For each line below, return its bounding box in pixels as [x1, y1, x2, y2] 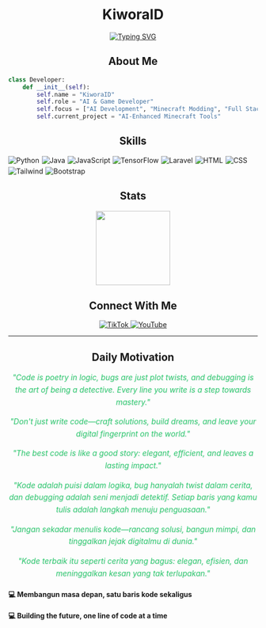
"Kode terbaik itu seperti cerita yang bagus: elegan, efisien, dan [17, 556, 249, 566]
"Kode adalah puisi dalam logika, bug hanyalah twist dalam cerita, [13, 480, 253, 490]
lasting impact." [104, 461, 161, 471]
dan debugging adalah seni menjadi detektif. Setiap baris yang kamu [9, 493, 257, 503]
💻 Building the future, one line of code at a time [8, 611, 168, 621]
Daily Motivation [91, 350, 175, 363]
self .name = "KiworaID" [36, 90, 115, 98]
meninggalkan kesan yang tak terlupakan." [55, 568, 211, 579]
